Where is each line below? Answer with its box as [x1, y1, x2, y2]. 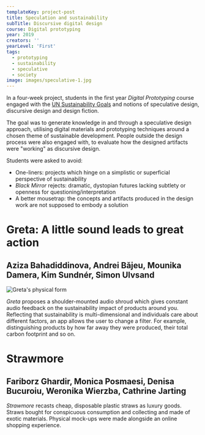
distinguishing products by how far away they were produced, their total [6, 324, 188, 331]
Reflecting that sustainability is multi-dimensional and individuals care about [6, 311, 198, 319]
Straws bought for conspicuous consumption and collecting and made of [6, 409, 191, 416]
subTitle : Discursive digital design [6, 20, 103, 26]
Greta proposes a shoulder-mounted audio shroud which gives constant [6, 298, 188, 305]
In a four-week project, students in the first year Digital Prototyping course [6, 94, 195, 102]
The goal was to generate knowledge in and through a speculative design [6, 119, 192, 126]
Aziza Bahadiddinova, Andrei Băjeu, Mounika [6, 260, 182, 270]
